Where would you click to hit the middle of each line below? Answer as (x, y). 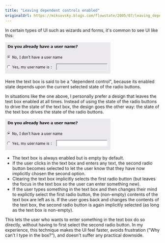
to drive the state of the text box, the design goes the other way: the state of (82, 107)
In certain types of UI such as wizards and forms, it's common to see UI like (82, 30)
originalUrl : (18, 15)
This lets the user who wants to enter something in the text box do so (75, 219)
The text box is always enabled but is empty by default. (68, 158)
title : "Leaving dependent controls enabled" (52, 10)
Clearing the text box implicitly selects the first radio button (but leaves (84, 179)
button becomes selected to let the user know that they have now (78, 168)
